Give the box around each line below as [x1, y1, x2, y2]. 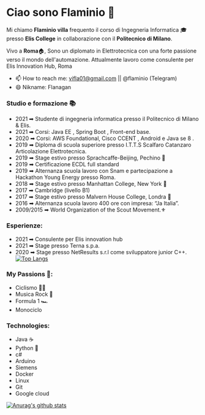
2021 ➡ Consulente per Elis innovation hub [15, 235, 123, 243]
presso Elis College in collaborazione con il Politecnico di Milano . [6, 35, 173, 42]
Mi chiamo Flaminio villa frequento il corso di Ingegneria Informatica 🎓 [6, 26, 187, 33]
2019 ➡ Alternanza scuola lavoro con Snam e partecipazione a [15, 167, 173, 175]
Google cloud [15, 390, 50, 397]
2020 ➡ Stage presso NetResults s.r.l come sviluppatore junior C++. [15, 248, 187, 255]
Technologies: [6, 321, 50, 329]
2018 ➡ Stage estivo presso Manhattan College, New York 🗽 [15, 180, 167, 188]
